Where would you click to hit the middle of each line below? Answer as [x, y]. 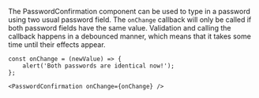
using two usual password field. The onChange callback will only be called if [130, 20]
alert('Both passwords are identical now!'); [99, 66]
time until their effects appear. [57, 45]
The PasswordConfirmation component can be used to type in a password [129, 11]
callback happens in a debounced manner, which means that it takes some [129, 36]
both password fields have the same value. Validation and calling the [120, 28]
